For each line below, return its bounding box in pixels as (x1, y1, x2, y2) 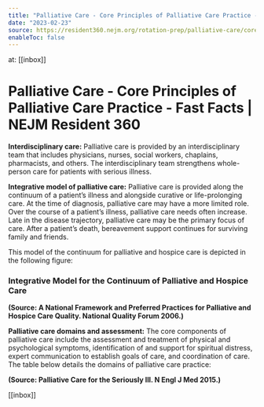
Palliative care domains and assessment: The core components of (8, 327, 226, 336)
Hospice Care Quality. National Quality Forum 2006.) (8, 311, 185, 321)
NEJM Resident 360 (8, 115, 141, 134)
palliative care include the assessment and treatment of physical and (8, 335, 231, 344)
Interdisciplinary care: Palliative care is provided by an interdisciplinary (8, 142, 240, 152)
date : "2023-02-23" (8, 19, 72, 27)
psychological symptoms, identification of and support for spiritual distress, (8, 343, 253, 353)
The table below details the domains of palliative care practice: (8, 360, 211, 369)
